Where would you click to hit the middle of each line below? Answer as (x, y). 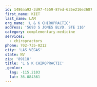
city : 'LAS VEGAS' (24, 50)
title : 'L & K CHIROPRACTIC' (35, 63)
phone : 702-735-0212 (26, 45)
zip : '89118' (18, 59)
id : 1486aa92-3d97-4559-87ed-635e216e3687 (49, 9)
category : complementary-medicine (40, 32)
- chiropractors (26, 41)
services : (15, 37)
